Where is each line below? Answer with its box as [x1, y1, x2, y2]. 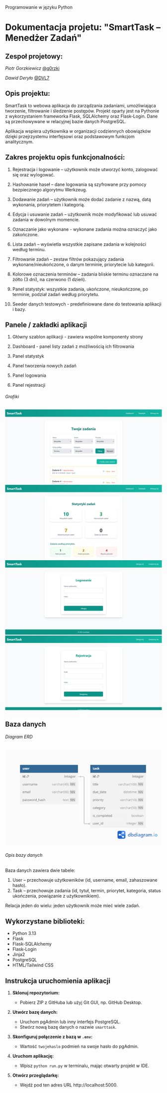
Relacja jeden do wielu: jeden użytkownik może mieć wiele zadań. [5, 903, 140, 909]
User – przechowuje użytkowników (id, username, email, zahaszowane [12, 877, 158, 883]
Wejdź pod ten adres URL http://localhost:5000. [19, 1082, 118, 1088]
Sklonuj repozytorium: [12, 990, 60, 996]
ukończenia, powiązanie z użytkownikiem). [12, 893, 100, 899]
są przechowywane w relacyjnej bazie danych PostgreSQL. [5, 118, 127, 124]
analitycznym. [5, 139, 34, 145]
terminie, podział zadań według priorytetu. [12, 291, 99, 297]
